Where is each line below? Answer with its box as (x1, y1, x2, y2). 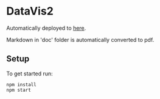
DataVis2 (6, 4, 54, 18)
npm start (6, 87, 32, 93)
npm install (6, 81, 37, 87)
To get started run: (6, 70, 53, 77)
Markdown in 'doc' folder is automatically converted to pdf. (6, 36, 155, 43)
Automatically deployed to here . (6, 24, 86, 32)
